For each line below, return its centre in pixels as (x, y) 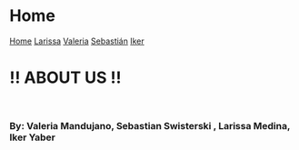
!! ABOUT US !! (65, 78)
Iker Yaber (33, 137)
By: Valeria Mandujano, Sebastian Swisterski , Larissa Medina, (150, 125)
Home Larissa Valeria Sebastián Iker (77, 41)
